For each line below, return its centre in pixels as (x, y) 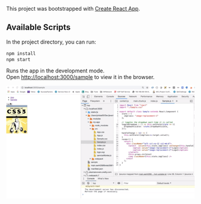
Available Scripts (38, 27)
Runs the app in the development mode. (55, 71)
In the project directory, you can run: (51, 42)
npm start (19, 59)
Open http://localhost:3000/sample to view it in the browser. (80, 77)
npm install (21, 53)
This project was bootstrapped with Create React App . (73, 9)
